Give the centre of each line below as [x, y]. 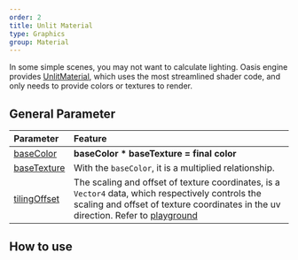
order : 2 [25, 17]
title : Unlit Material [51, 26]
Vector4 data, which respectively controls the [168, 194]
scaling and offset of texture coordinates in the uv [177, 204]
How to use [41, 247]
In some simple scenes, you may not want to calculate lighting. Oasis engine [149, 67]
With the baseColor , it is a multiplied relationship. [174, 168]
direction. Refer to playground [136, 216]
